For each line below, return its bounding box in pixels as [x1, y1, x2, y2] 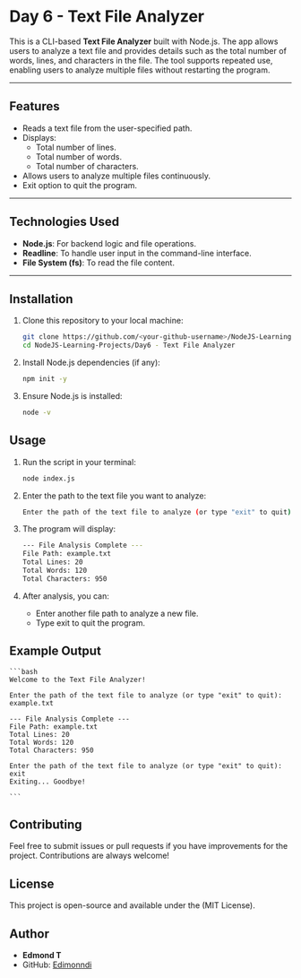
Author [9, 926, 49, 941]
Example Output [9, 644, 101, 659]
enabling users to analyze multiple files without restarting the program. [9, 65, 271, 75]
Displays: [21, 132, 56, 143]
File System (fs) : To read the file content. [21, 257, 175, 268]
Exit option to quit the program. [21, 179, 137, 190]
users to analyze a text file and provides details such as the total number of [9, 45, 287, 56]
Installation [9, 291, 73, 307]
